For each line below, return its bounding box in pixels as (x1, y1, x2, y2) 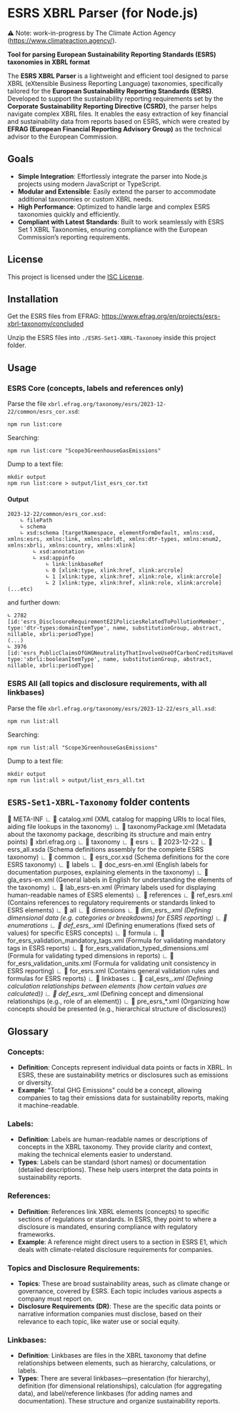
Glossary (7, 1025, 49, 1038)
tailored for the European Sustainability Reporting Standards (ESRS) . (7, 86, 214, 95)
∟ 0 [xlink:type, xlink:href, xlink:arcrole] (45, 567, 184, 575)
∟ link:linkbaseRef (45, 561, 104, 568)
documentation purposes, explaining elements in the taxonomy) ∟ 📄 (7, 868, 209, 877)
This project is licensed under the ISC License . (7, 272, 144, 281)
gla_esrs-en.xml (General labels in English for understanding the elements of (7, 875, 233, 884)
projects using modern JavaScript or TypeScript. (17, 179, 161, 188)
